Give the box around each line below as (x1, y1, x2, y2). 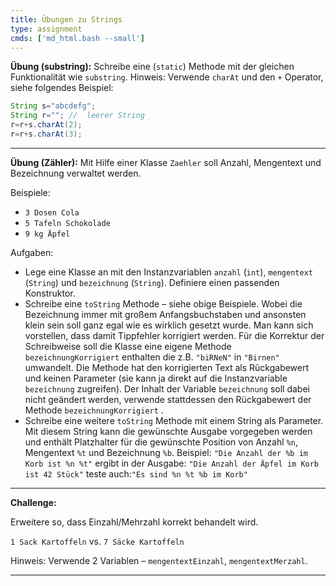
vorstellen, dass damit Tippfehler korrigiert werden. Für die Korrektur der (24, 329, 325, 341)
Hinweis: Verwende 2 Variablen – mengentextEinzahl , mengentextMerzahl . (10, 554, 308, 566)
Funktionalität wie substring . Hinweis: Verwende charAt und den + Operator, (10, 71, 324, 83)
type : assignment (10, 24, 83, 34)
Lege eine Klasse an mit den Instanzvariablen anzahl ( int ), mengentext (24, 266, 313, 278)
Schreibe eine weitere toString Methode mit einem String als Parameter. (24, 414, 324, 426)
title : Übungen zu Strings (10, 14, 123, 25)
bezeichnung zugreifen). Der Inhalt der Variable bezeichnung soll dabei (24, 382, 310, 395)
